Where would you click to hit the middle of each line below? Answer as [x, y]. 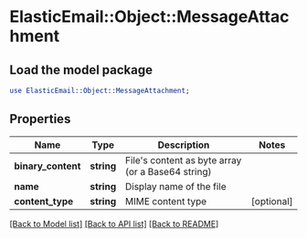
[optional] [272, 201]
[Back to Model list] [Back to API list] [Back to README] [114, 223]
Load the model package [81, 70]
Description [184, 145]
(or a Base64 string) [168, 171]
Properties [40, 119]
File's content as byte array [183, 160]
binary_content [48, 166]
